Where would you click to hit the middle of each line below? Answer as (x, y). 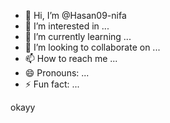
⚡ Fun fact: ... (52, 84)
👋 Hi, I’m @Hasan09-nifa (75, 15)
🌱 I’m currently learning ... (78, 36)
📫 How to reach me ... (71, 58)
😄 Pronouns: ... (57, 73)
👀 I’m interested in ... (67, 26)
